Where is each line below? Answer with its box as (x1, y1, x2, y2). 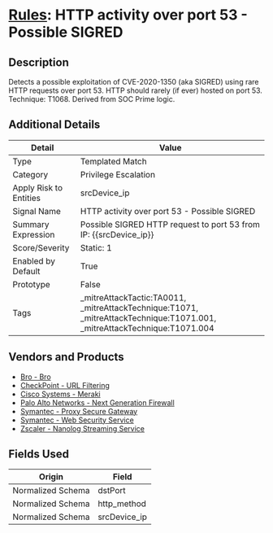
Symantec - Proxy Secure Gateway (19, 406, 138, 416)
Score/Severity (12, 242, 70, 253)
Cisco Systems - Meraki (19, 389, 101, 399)
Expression (12, 229, 55, 240)
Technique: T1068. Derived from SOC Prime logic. (8, 94, 175, 103)
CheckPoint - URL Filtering (19, 380, 110, 390)
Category (12, 168, 49, 180)
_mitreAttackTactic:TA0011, (80, 291, 187, 303)
